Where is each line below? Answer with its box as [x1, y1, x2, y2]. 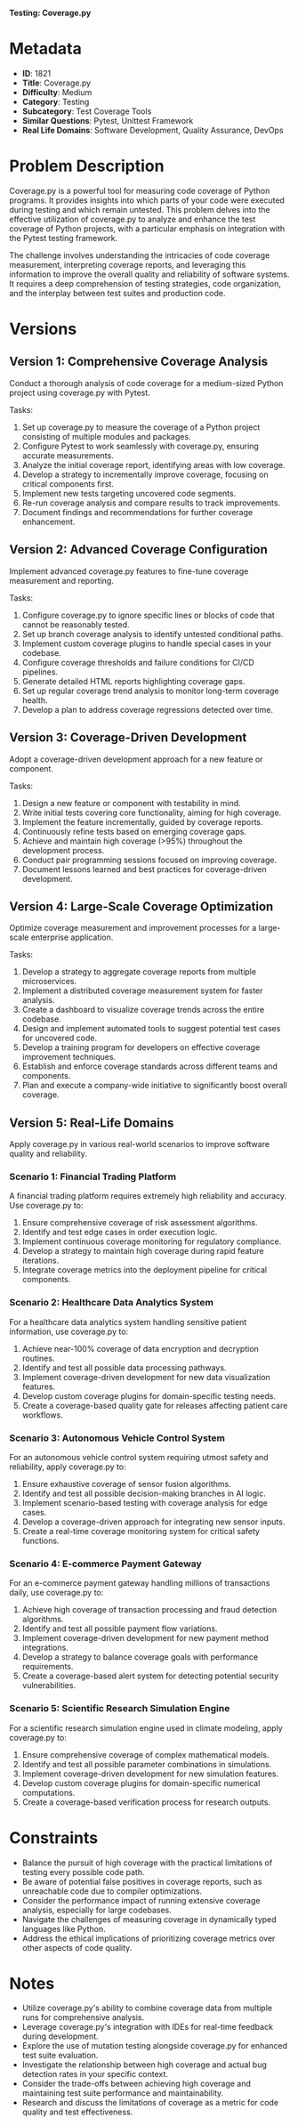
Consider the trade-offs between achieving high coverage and [21, 2078, 252, 2090]
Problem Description [9, 156, 165, 176]
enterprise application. [30, 932, 114, 942]
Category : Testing [21, 96, 90, 107]
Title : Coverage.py [21, 77, 92, 88]
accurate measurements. [21, 449, 114, 461]
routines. [21, 1353, 55, 1363]
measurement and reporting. [9, 575, 114, 586]
